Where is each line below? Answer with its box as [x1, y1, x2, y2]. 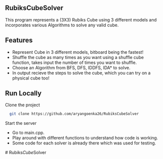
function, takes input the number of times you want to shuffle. [12, 60, 137, 65]
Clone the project [5, 102, 40, 108]
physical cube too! [12, 75, 50, 81]
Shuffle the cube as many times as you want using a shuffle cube [12, 54, 144, 60]
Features [5, 36, 33, 44]
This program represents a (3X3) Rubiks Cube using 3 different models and [5, 17, 157, 22]
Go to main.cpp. [12, 130, 45, 136]
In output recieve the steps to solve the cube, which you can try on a [12, 70, 151, 76]
